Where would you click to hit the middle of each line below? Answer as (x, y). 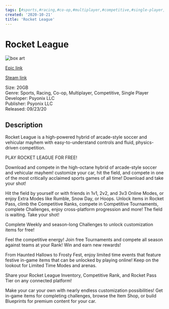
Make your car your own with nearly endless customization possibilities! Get (84, 290)
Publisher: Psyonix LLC (29, 104)
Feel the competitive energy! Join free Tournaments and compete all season (84, 240)
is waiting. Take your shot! (32, 215)
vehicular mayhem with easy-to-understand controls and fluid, (70, 142)
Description (24, 125)
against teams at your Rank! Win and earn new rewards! (63, 245)
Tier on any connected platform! (38, 281)
